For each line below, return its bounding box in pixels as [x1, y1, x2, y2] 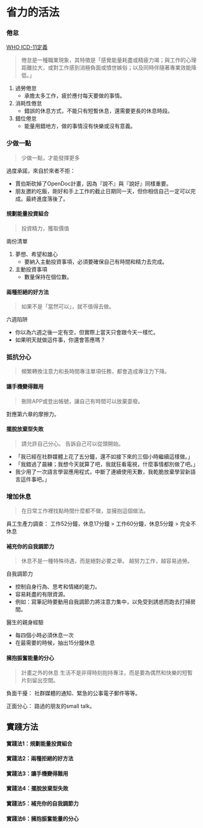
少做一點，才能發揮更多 [21, 154, 80, 161]
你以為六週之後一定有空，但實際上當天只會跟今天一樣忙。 [15, 329, 159, 336]
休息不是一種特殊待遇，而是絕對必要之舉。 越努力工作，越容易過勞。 [21, 557, 193, 565]
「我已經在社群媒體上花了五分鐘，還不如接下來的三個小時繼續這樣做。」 [15, 453, 193, 460]
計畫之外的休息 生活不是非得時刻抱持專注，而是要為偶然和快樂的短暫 [21, 668, 193, 676]
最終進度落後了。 [25, 195, 68, 202]
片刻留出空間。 [21, 676, 59, 684]
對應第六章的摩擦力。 [6, 410, 59, 417]
